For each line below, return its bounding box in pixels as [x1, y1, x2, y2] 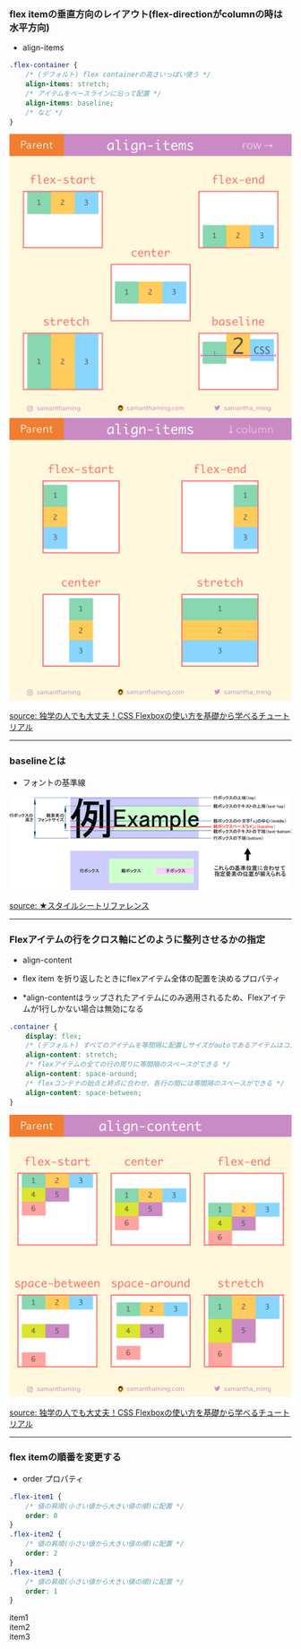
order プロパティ [21, 1472, 84, 1484]
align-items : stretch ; [25, 80, 110, 89]
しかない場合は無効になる [48, 1003, 144, 1014]
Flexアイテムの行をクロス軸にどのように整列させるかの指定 [9, 934, 266, 946]
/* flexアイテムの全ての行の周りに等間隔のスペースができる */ [25, 1060, 231, 1069]
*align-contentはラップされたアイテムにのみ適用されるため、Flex [21, 992, 263, 1003]
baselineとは [9, 755, 66, 767]
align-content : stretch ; [25, 1050, 118, 1059]
